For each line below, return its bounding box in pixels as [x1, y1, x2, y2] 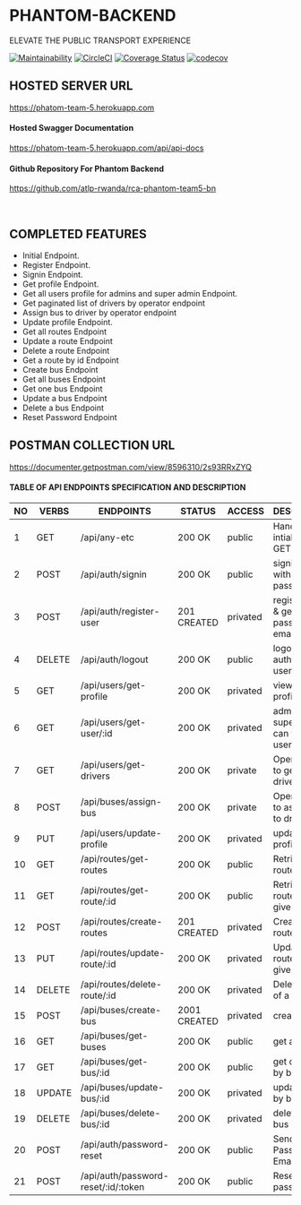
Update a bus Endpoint [21, 392, 107, 403]
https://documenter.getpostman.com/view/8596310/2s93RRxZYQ [9, 461, 253, 472]
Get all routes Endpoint [21, 326, 107, 337]
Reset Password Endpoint [21, 411, 118, 422]
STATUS [180, 504, 217, 517]
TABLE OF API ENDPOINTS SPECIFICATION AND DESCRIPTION [9, 482, 246, 493]
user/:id [80, 727, 113, 739]
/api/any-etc [80, 530, 134, 543]
